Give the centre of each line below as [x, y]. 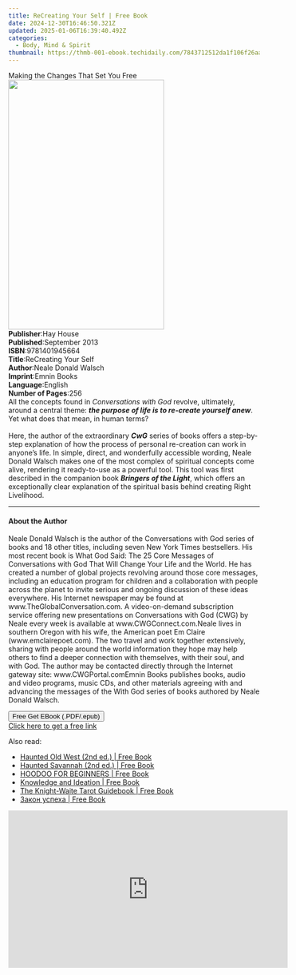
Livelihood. [26, 495]
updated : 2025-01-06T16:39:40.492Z [67, 30]
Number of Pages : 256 [45, 393]
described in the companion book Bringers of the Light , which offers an [127, 478]
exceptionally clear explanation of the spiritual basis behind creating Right [130, 487]
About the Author [38, 521]
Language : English [38, 385]
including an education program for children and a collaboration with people [133, 581]
